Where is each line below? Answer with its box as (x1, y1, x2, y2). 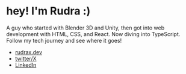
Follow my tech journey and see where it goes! (6, 37, 122, 44)
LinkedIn (14, 61, 37, 69)
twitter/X (14, 55, 37, 62)
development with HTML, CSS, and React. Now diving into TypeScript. (6, 30, 181, 37)
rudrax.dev (14, 48, 43, 55)
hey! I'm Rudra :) (6, 4, 91, 18)
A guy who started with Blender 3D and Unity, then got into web (6, 24, 164, 31)
